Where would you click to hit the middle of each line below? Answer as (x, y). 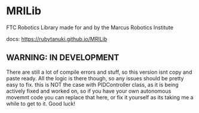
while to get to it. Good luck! (41, 103)
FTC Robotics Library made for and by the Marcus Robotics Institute (90, 27)
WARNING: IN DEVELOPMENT (63, 58)
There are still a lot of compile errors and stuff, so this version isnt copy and (99, 72)
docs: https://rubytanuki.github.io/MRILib (57, 39)
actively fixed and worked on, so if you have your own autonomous (89, 91)
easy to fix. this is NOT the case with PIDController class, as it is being (93, 84)
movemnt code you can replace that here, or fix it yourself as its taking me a (100, 97)
